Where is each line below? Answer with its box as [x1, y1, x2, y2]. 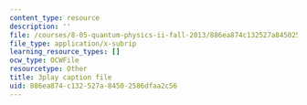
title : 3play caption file [9, 73, 112, 82]
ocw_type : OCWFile [9, 56, 79, 65]
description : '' [9, 22, 71, 31]
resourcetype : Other [9, 65, 89, 74]
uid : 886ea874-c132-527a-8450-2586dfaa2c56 [9, 81, 178, 90]
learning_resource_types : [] [9, 47, 121, 57]
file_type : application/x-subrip [9, 38, 137, 48]
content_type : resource [9, 13, 101, 23]
